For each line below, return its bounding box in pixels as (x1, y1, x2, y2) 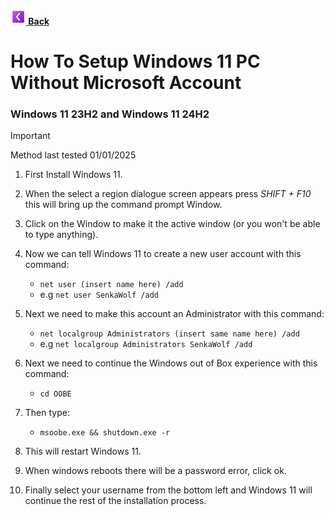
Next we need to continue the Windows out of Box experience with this (24, 357, 318, 369)
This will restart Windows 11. (24, 445, 142, 458)
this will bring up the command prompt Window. (24, 199, 223, 211)
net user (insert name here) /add (39, 280, 184, 290)
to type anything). (24, 229, 99, 241)
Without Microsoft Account (10, 72, 242, 94)
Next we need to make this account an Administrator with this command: (24, 308, 325, 320)
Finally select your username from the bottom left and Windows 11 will (24, 484, 313, 496)
